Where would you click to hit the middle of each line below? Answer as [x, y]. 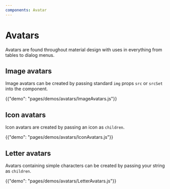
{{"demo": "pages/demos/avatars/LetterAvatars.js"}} [61, 181]
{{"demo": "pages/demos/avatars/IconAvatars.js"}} [59, 137]
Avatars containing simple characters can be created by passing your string [85, 165]
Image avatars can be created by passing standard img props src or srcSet [84, 83]
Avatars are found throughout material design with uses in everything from [84, 50]
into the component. [27, 89]
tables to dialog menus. [30, 55]
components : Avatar [26, 10]
